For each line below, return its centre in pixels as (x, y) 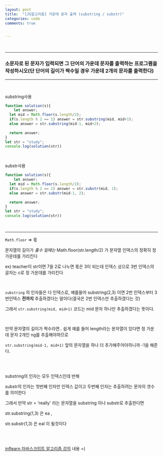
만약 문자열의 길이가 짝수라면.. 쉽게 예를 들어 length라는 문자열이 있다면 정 (75, 329)
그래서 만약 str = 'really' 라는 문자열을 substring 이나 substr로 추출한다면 (75, 403)
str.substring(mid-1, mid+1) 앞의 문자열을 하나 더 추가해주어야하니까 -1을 (77, 345)
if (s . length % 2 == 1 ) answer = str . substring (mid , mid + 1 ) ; (71, 119)
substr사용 (15, 166)
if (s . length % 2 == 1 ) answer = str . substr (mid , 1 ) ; (64, 189)
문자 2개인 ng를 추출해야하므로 (39, 335)
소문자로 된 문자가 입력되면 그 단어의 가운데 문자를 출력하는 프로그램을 (81, 64)
